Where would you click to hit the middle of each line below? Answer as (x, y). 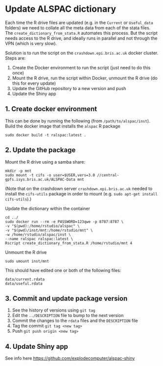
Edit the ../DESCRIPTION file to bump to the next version (68, 316)
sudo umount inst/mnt (27, 261)
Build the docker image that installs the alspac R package (63, 126)
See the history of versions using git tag (54, 310)
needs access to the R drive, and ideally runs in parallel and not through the (81, 38)
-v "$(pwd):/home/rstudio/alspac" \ (42, 226)
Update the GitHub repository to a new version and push (69, 88)
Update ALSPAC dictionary (61, 9)
